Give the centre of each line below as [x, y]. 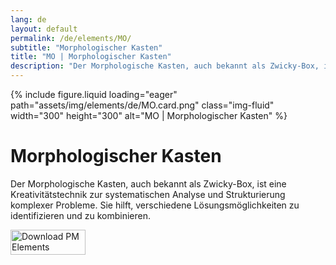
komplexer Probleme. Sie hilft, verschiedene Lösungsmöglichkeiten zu [155, 205]
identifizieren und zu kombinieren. [80, 215]
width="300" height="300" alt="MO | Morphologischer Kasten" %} [149, 115]
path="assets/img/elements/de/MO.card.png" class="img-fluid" [142, 105]
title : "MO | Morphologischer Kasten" [91, 57]
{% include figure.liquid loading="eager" [94, 94]
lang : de [28, 19]
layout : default [44, 29]
